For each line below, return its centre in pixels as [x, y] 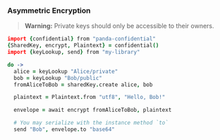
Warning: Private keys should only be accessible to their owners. [119, 26]
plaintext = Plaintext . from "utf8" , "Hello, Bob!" [90, 98]
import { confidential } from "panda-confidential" [82, 39]
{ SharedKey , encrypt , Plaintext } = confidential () [83, 46]
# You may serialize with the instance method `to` [91, 123]
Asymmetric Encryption [49, 11]
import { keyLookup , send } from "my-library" [74, 52]
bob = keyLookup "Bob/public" [58, 78]
